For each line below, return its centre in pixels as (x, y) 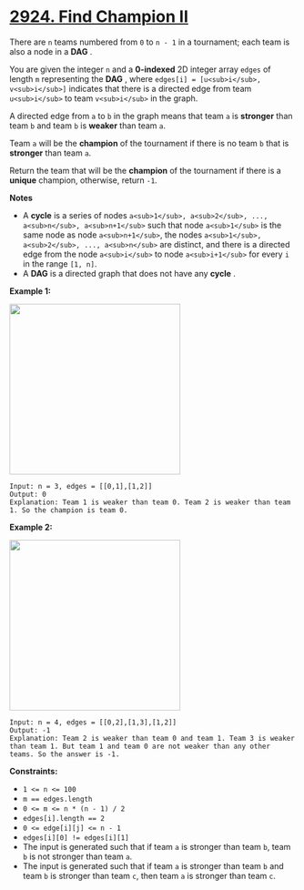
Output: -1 (30, 730)
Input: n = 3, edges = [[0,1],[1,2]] (81, 486)
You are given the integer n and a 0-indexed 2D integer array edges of (140, 69)
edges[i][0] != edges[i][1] (76, 838)
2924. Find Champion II (99, 17)
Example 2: (31, 527)
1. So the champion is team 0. (69, 510)
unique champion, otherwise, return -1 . (83, 180)
